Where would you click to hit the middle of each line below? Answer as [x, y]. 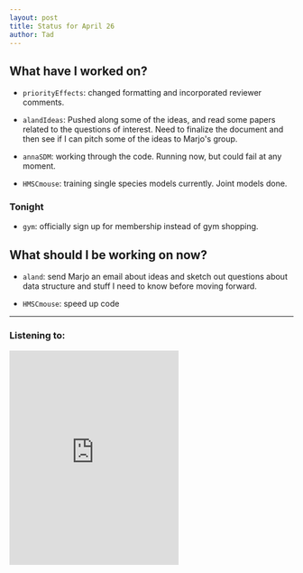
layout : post [34, 18]
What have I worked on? [78, 71]
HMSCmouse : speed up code [71, 304]
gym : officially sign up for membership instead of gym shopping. [140, 226]
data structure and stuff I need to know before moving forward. [139, 286]
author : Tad [32, 34]
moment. [39, 166]
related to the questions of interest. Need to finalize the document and [153, 129]
